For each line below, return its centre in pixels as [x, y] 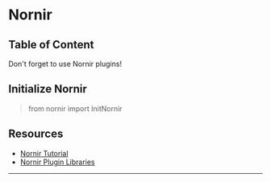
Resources [36, 134]
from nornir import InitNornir [75, 108]
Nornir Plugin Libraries [57, 162]
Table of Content [51, 45]
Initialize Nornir [48, 89]
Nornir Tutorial [44, 153]
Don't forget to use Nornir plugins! [65, 64]
